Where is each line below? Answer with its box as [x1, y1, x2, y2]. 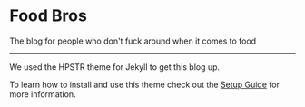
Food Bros [9, 5, 88, 26]
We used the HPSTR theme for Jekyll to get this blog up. [9, 61, 221, 73]
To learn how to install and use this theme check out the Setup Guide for [9, 79, 280, 90]
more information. [9, 88, 76, 100]
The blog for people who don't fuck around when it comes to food [9, 35, 257, 46]
